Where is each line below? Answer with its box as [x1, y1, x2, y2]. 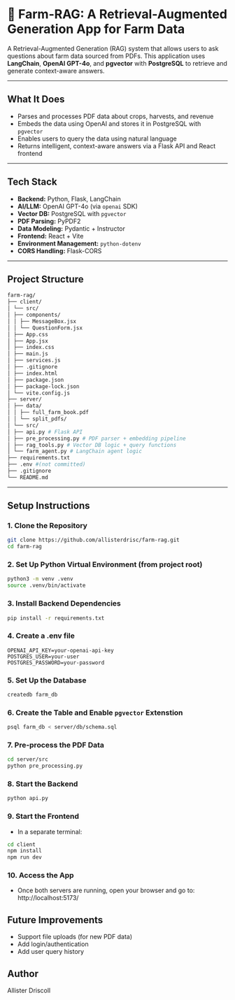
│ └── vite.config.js [7, 390, 71, 397]
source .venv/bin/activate [7, 582, 86, 590]
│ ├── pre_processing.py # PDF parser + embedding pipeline [7, 435, 187, 442]
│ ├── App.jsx [7, 337, 49, 345]
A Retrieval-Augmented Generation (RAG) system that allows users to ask [7, 44, 219, 52]
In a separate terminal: [17, 827, 83, 836]
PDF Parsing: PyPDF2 [17, 217, 81, 225]
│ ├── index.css [7, 344, 55, 351]
